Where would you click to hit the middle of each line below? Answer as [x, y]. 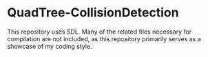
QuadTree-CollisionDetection [93, 13]
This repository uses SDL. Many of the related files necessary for [100, 32]
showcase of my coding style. [50, 46]
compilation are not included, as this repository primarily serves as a [104, 38]
